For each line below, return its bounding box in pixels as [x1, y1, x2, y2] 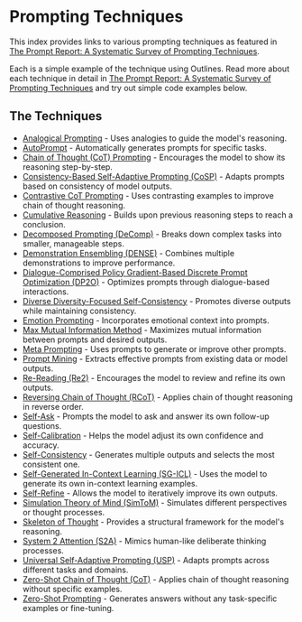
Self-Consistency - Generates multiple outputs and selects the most [22, 449, 275, 460]
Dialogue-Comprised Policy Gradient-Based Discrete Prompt [22, 266, 248, 277]
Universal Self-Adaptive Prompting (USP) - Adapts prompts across [22, 554, 270, 565]
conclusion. [22, 218, 66, 229]
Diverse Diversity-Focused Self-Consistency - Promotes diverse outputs [22, 295, 291, 306]
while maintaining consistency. [22, 305, 137, 316]
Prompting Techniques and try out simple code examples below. [9, 82, 248, 93]
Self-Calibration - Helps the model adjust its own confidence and [22, 430, 264, 441]
